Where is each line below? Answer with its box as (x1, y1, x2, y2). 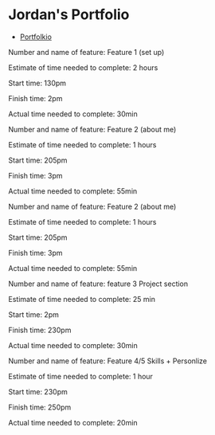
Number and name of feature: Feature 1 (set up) (8, 47, 165, 57)
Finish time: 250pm (8, 402, 72, 412)
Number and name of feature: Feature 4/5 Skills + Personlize (8, 356, 208, 366)
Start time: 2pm (8, 309, 60, 319)
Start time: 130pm (8, 78, 66, 88)
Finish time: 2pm (8, 93, 63, 103)
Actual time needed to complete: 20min (8, 417, 138, 427)
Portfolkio (19, 32, 52, 41)
